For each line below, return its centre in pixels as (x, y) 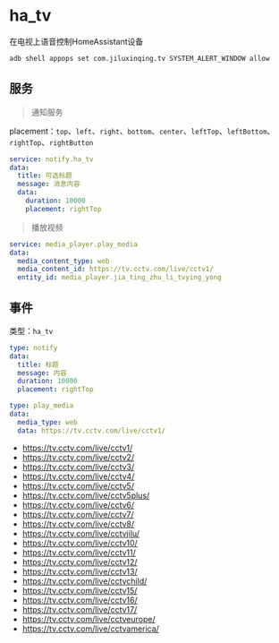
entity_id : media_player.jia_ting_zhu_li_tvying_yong (119, 278)
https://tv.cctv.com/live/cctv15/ (80, 590)
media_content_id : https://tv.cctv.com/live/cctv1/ (116, 270)
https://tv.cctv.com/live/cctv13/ (80, 571)
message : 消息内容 (49, 184)
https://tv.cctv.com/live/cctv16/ (80, 600)
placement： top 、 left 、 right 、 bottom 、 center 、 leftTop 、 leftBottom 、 (142, 131)
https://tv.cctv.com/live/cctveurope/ (89, 619)
